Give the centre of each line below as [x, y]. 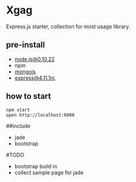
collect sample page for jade [49, 172]
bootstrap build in [36, 166]
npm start [18, 110]
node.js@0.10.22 [35, 59]
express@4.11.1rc [35, 77]
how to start [29, 97]
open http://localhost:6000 [40, 115]
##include [18, 126]
